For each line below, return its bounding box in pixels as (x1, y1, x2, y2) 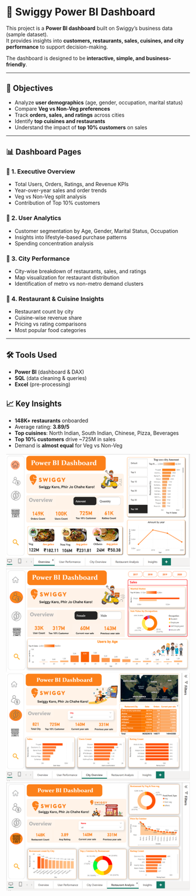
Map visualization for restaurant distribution (14, 274, 120, 281)
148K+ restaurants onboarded (14, 417, 89, 424)
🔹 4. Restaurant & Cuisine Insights (6, 295, 104, 303)
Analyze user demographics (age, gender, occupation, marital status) (14, 99, 183, 106)
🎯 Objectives (6, 83, 54, 93)
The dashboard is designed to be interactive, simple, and (6, 54, 145, 61)
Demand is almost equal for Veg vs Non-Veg (14, 442, 123, 449)
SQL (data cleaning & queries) (14, 375, 87, 382)
